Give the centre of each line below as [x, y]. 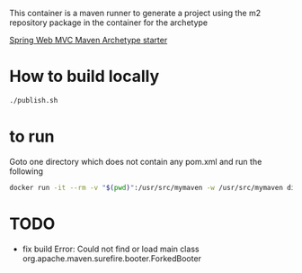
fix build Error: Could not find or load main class [111, 249]
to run [32, 136]
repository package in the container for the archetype [109, 23]
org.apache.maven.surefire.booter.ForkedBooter [112, 258]
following [26, 171]
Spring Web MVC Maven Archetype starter [89, 40]
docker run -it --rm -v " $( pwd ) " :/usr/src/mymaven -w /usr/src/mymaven [146, 187]
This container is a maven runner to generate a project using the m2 [135, 13]
